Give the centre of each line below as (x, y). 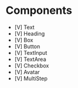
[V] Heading (29, 33)
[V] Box (24, 40)
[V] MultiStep (31, 78)
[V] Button (27, 46)
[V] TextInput (31, 52)
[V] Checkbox (32, 65)
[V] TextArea (30, 59)
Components (39, 11)
